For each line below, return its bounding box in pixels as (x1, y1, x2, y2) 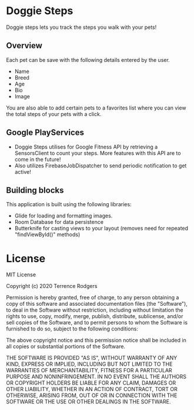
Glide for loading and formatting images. (14, 212, 113, 219)
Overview (6, 41, 43, 51)
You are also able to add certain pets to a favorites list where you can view (6, 104, 186, 111)
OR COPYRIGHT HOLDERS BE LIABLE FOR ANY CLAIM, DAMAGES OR (6, 379, 176, 386)
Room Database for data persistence (14, 219, 104, 226)
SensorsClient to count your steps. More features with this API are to (14, 149, 181, 157)
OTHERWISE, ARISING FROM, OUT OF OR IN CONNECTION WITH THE (6, 392, 178, 399)
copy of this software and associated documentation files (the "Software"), (6, 300, 188, 307)
